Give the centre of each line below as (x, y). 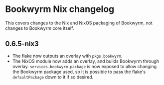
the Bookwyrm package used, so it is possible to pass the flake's (79, 72)
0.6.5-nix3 (22, 44)
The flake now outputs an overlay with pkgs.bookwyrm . (67, 56)
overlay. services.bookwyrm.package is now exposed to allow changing (84, 66)
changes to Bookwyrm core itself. (40, 28)
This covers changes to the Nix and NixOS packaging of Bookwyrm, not (79, 23)
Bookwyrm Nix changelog (60, 9)
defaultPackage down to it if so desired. (53, 77)
